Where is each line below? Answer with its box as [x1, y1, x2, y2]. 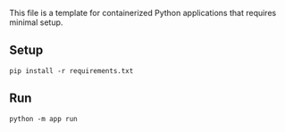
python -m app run [9, 114, 78, 123]
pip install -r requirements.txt [9, 66, 134, 75]
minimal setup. [9, 17, 63, 28]
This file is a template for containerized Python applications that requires [9, 8, 277, 18]
